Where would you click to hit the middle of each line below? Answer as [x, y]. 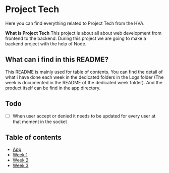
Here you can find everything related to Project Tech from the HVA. [75, 23]
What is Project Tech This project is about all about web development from [83, 33]
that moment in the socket [40, 122]
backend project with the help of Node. [46, 43]
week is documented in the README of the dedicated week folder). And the [84, 82]
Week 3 [20, 165]
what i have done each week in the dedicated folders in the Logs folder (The [84, 77]
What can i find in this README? [57, 60]
